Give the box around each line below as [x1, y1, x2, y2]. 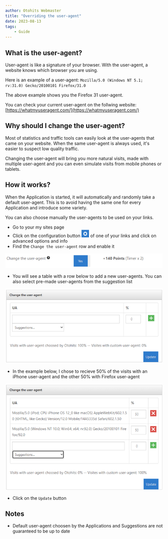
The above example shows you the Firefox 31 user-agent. [5, 92, 123, 98]
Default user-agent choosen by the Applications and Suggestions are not [12, 523, 163, 529]
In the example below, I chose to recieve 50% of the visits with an [12, 368, 147, 374]
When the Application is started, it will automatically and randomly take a [5, 194, 155, 200]
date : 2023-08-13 [5, 19, 41, 24]
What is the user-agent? [5, 48, 82, 57]
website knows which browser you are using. [5, 67, 98, 73]
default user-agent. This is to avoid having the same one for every [5, 199, 141, 205]
